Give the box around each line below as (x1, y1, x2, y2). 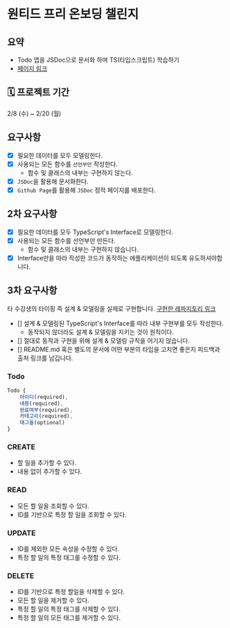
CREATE (7, 442, 36, 452)
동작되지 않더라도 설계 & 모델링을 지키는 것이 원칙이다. (27, 328, 175, 336)
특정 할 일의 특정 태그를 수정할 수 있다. (17, 553, 121, 562)
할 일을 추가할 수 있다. (17, 458, 77, 467)
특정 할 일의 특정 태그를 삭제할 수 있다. (17, 605, 121, 613)
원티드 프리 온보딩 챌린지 (7, 6, 139, 22)
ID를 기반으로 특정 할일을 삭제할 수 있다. (17, 588, 125, 596)
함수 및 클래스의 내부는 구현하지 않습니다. (27, 245, 139, 253)
